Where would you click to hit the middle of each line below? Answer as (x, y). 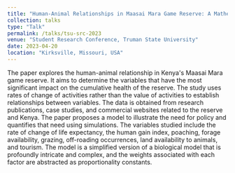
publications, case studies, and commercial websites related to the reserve (115, 110)
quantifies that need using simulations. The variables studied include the (112, 125)
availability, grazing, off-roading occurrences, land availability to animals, (113, 139)
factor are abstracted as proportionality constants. (80, 162)
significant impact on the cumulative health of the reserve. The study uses (114, 88)
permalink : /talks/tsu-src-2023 (54, 33)
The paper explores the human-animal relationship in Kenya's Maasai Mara (115, 72)
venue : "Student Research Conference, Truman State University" (103, 40)
